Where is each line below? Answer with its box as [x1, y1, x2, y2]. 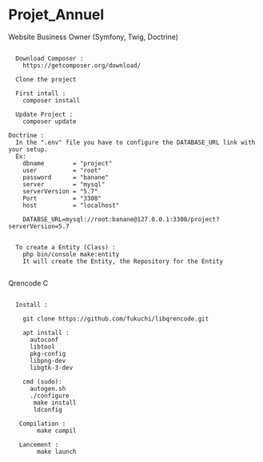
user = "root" [22, 166, 102, 174]
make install [33, 398, 78, 407]
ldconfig [33, 405, 62, 413]
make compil [37, 426, 78, 435]
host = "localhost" [22, 201, 120, 209]
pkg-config [29, 349, 66, 357]
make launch [37, 448, 78, 456]
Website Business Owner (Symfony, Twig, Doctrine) [8, 32, 178, 42]
